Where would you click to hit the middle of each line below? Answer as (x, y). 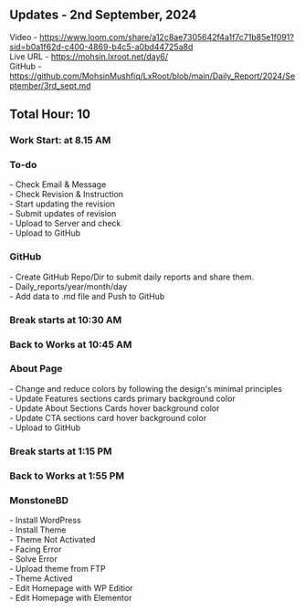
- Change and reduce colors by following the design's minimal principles (146, 388)
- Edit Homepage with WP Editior (72, 588)
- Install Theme (38, 530)
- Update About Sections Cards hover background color (115, 408)
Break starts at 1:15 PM (61, 451)
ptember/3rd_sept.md (50, 85)
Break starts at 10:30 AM (66, 320)
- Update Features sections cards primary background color (122, 398)
